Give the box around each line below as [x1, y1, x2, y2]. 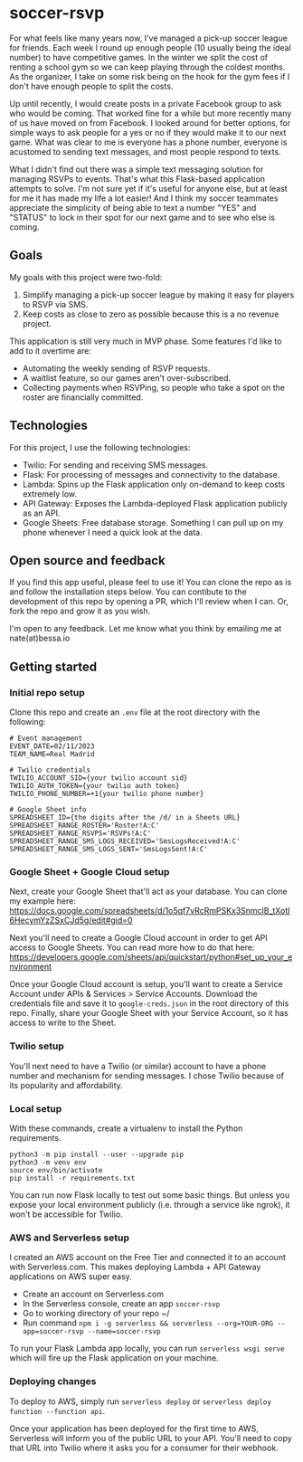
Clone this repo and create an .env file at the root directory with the [9, 707, 260, 717]
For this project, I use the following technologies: [9, 441, 192, 452]
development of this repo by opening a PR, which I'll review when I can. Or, [9, 596, 289, 607]
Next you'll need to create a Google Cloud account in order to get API [9, 933, 269, 944]
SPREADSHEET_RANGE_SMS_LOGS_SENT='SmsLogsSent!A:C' [9, 845, 208, 854]
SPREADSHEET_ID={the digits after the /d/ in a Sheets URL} [9, 813, 241, 822]
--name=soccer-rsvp [87, 1327, 161, 1336]
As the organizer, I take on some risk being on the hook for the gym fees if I [9, 71, 290, 81]
